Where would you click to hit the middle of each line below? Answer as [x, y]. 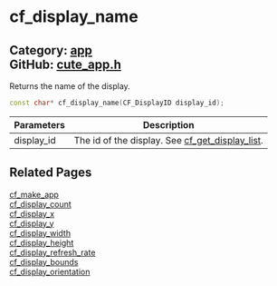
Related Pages [51, 173]
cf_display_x [32, 213]
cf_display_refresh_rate [53, 252]
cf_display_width [40, 232]
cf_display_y [32, 223]
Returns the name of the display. [70, 86]
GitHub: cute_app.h [66, 64]
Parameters [39, 124]
